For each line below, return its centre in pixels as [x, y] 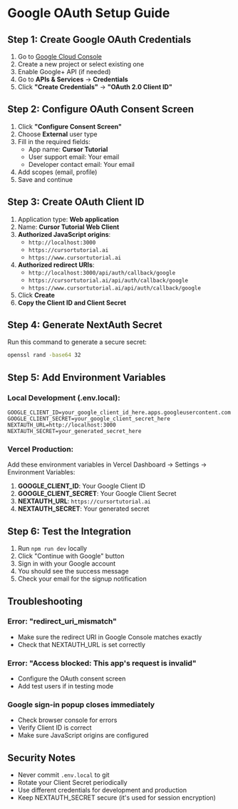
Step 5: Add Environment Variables [87, 377]
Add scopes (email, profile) [57, 172]
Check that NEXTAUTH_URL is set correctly [82, 644]
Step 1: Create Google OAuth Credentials [99, 40]
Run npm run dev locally [52, 549]
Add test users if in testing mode [66, 686]
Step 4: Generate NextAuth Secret [85, 325]
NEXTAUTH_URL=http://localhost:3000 [62, 425]
